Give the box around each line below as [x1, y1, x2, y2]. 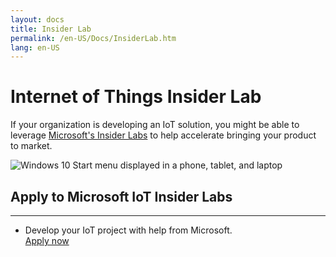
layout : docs [10, 14, 65, 25]
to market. [10, 140, 53, 152]
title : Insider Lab [10, 24, 92, 34]
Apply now [24, 235, 70, 246]
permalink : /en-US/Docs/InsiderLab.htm [10, 33, 177, 43]
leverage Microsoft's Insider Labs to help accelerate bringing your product [10, 129, 317, 141]
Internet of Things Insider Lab [10, 86, 262, 108]
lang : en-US [10, 42, 60, 53]
